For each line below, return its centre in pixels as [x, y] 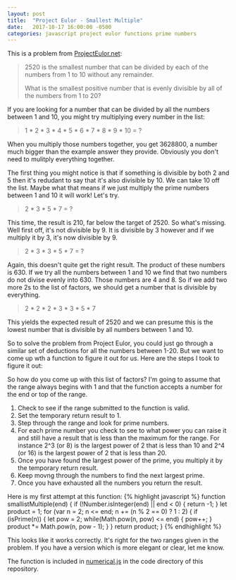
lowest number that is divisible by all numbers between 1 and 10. [100, 330]
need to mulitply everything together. [61, 159]
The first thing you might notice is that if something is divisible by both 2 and [118, 173]
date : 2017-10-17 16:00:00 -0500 [60, 27]
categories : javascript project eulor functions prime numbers [102, 33]
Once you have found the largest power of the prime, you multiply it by [120, 461]
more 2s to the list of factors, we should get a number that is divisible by [112, 288]
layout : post [26, 14]
